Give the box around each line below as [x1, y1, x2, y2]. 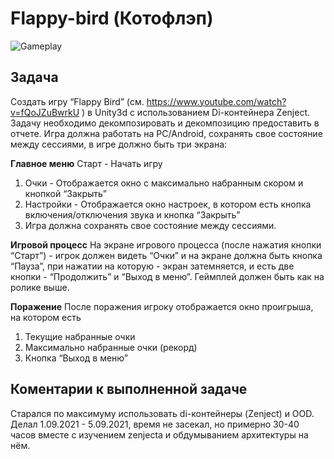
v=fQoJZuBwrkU [10, 106, 80, 118]
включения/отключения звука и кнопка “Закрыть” [24, 208, 241, 221]
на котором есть [10, 311, 82, 323]
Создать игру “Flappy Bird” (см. [10, 95, 145, 107]
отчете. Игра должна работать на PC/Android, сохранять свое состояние [10, 127, 323, 139]
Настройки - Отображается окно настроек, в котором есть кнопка [24, 198, 312, 210]
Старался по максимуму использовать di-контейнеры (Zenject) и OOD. [10, 407, 315, 419]
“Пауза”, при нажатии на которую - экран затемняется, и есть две [10, 260, 295, 272]
